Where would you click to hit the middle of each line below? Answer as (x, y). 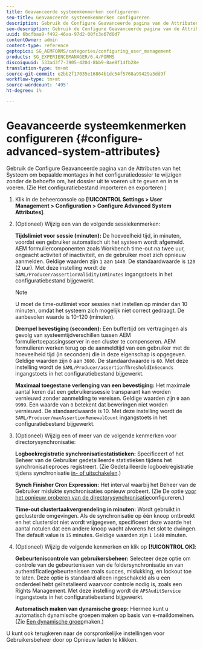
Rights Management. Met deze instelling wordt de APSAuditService (98, 590)
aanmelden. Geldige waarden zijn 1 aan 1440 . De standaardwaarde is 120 (105, 261)
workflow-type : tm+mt (34, 79)
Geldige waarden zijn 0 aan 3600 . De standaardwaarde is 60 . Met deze (101, 360)
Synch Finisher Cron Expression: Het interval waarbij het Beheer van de (105, 484)
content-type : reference (37, 46)
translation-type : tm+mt (37, 68)
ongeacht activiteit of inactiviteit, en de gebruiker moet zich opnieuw (100, 255)
